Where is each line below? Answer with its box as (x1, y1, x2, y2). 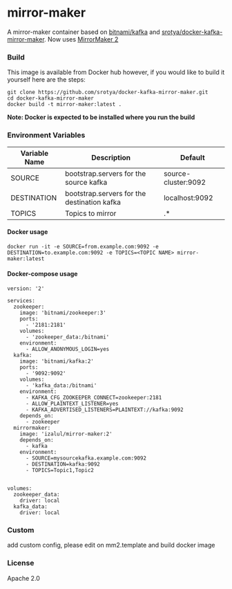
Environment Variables (7, 130, 86, 140)
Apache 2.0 (7, 574, 40, 582)
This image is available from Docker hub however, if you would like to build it (7, 68, 225, 77)
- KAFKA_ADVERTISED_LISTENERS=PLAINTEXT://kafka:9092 (25, 406, 184, 413)
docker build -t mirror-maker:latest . (7, 101, 122, 108)
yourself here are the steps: (7, 75, 86, 84)
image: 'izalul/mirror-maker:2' (19, 431, 113, 437)
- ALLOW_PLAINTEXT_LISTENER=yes (25, 400, 119, 407)
